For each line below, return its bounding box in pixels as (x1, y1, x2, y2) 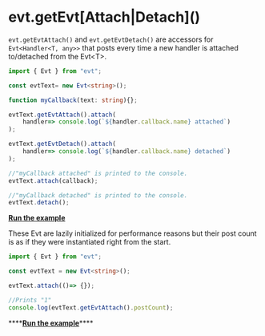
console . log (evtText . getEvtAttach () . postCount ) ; (8, 303, 174, 312)
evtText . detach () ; (8, 199, 70, 207)
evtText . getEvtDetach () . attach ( (8, 140, 116, 148)
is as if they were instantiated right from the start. (8, 237, 171, 247)
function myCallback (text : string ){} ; (8, 96, 138, 104)
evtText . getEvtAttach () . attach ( (8, 111, 116, 119)
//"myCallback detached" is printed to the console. (8, 191, 188, 200)
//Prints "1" (8, 296, 52, 304)
